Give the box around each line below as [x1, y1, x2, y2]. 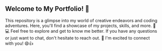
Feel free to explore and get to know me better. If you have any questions [10, 28, 157, 34]
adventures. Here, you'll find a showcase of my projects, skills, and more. [5, 23, 152, 28]
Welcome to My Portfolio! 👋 [5, 5, 90, 13]
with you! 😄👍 [5, 40, 34, 46]
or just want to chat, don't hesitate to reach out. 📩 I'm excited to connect [5, 35, 150, 41]
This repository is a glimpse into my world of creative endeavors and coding [5, 17, 158, 23]
